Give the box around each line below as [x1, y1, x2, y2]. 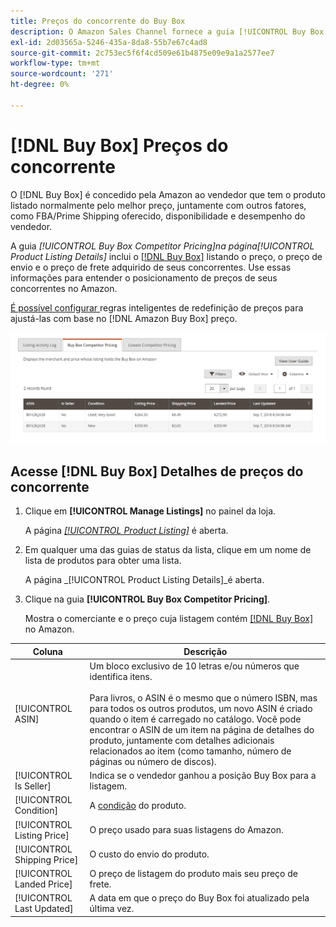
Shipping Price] [14, 853, 79, 865]
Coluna [32, 645, 63, 657]
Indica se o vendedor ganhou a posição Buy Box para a [89, 770, 317, 782]
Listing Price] [14, 829, 70, 841]
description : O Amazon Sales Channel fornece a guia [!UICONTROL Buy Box [10, 26, 325, 37]
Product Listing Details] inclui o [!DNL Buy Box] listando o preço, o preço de [10, 250, 323, 262]
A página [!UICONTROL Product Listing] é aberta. [24, 525, 229, 537]
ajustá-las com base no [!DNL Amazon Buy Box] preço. [10, 312, 238, 324]
